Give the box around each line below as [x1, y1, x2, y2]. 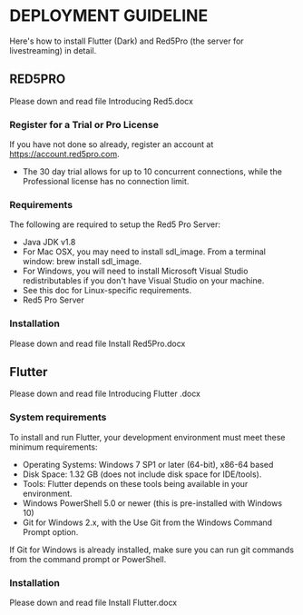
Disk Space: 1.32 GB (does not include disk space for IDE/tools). [22, 469, 262, 480]
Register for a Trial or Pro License [9, 118, 159, 131]
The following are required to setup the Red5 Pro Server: [9, 219, 220, 230]
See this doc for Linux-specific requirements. [22, 285, 192, 296]
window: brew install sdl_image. [22, 256, 142, 267]
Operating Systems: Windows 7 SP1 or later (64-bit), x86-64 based [22, 459, 274, 470]
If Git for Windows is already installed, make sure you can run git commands [9, 544, 295, 555]
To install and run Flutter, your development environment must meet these [9, 431, 286, 442]
